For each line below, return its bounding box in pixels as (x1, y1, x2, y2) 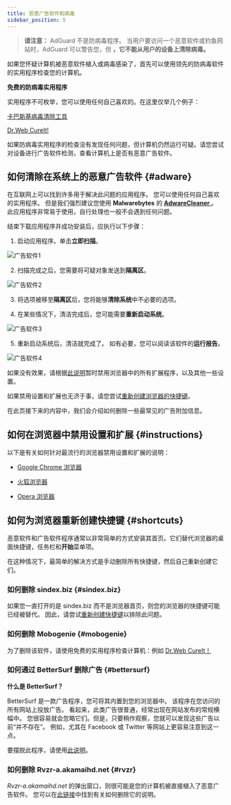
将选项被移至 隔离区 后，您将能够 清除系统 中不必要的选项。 (16, 296, 180, 304)
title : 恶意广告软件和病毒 (7, 10, 76, 17)
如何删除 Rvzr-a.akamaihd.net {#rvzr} (7, 764, 136, 774)
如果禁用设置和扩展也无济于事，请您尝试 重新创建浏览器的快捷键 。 (7, 392, 194, 400)
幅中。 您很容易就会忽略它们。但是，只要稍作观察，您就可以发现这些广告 (7, 714, 214, 722)
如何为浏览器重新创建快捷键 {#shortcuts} (7, 514, 184, 526)
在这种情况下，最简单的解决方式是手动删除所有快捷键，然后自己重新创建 (7, 557, 212, 565)
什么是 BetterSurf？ (7, 682, 64, 690)
